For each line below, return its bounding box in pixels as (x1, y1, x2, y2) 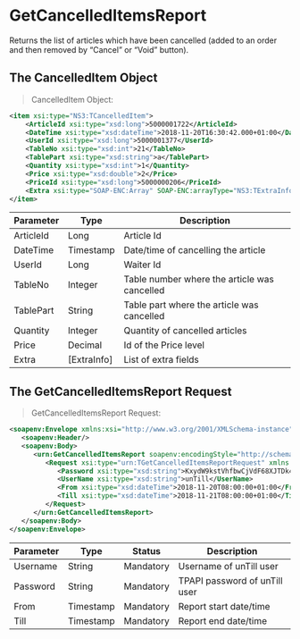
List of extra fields (123, 354, 199, 366)
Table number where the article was (123, 273, 274, 286)
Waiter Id (123, 258, 162, 271)
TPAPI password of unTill (178, 574, 283, 586)
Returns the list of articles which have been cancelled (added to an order (9, 35, 278, 46)
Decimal (67, 339, 103, 351)
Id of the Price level (123, 339, 205, 351)
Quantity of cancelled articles (123, 324, 247, 337)
